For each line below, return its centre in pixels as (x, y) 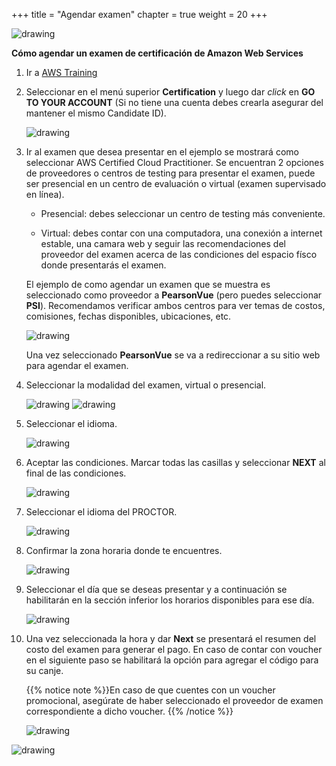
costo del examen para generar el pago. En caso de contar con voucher (174, 649)
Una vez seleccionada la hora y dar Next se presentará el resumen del (171, 638)
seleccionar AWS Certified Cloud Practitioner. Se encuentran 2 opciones (174, 162)
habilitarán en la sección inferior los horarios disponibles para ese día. (170, 600)
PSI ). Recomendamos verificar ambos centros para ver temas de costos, (175, 305)
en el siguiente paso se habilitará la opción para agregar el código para (172, 660)
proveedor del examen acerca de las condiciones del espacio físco (179, 254)
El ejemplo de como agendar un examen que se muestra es (148, 284)
